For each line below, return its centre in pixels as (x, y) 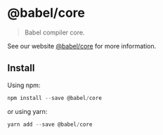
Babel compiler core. (54, 32)
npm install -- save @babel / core (54, 98)
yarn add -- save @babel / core (50, 124)
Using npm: (24, 85)
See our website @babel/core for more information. (82, 46)
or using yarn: (27, 111)
